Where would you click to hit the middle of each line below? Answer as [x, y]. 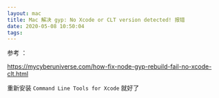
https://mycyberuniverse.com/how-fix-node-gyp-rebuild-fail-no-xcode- [109, 66]
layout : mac [24, 13]
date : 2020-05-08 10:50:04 [46, 26]
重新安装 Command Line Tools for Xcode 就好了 [73, 88]
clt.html [18, 74]
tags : [15, 33]
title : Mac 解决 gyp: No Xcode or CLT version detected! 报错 [96, 20]
